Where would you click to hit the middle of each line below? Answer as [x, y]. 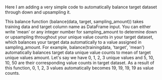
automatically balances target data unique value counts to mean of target [78, 52]
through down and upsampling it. [38, 12]
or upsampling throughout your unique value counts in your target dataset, [79, 37]
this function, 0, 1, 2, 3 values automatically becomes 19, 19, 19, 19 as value [79, 68]
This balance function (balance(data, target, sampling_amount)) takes [74, 22]
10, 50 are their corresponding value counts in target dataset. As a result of [80, 63]
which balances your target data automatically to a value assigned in [73, 42]
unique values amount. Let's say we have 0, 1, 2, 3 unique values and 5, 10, [80, 57]
